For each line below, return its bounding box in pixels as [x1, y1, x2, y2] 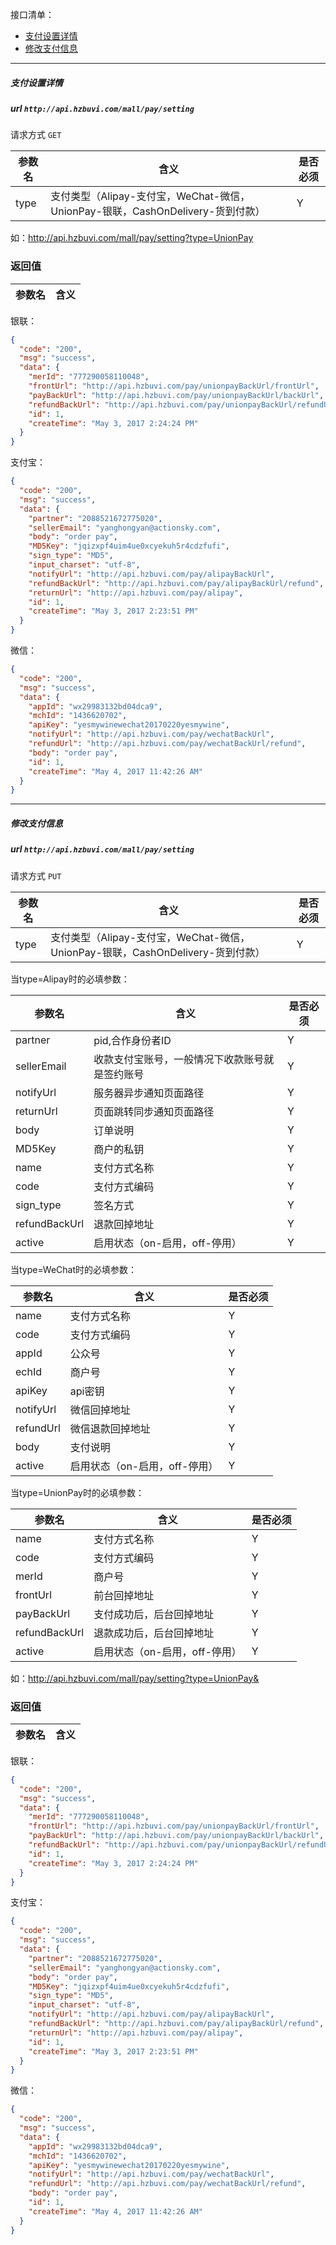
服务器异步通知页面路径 [93, 1086, 205, 1100]
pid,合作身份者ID [93, 1033, 172, 1047]
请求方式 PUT [10, 869, 62, 882]
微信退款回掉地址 [69, 1421, 151, 1435]
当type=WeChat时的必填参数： [10, 1263, 138, 1275]
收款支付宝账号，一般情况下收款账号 [93, 1052, 265, 1066]
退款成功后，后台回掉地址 [93, 1626, 215, 1640]
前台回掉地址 [93, 1588, 155, 1602]
